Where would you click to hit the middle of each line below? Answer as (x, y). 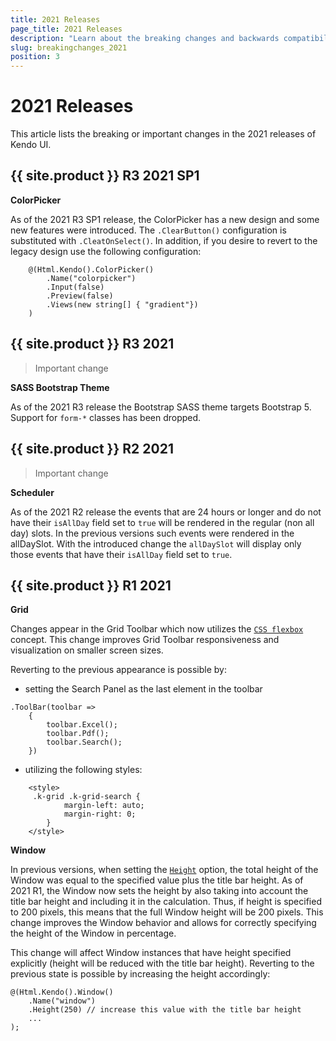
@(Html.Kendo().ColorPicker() (91, 269)
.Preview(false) (80, 296)
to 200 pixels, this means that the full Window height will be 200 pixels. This (167, 912)
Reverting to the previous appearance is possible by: (118, 670)
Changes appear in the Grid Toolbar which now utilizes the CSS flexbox (157, 629)
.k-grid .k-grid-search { (86, 797)
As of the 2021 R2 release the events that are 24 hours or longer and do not (166, 512)
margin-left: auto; (104, 806)
